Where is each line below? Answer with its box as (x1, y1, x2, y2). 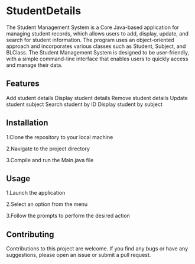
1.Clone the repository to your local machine (6, 133, 113, 140)
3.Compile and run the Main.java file (6, 156, 94, 163)
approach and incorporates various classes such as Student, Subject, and (6, 43, 186, 50)
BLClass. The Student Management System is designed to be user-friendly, (6, 49, 190, 56)
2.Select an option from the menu (6, 201, 88, 208)
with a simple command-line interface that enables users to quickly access (6, 55, 188, 62)
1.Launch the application (6, 189, 66, 197)
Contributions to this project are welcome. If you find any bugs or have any (6, 245, 188, 252)
